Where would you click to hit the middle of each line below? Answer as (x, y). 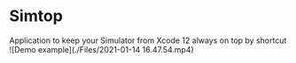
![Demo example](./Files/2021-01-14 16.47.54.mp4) (102, 49)
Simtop (36, 16)
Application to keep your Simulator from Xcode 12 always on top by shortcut (148, 40)
